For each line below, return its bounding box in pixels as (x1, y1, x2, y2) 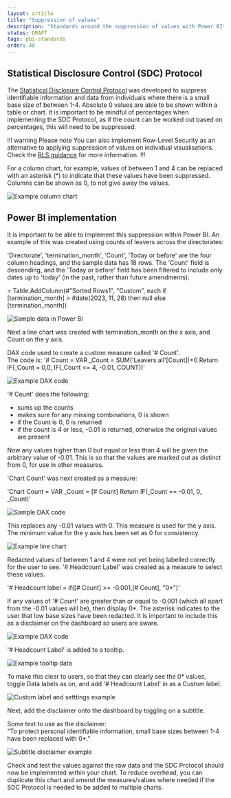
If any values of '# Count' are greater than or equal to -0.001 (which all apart (7, 597, 223, 605)
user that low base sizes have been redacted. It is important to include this (7, 611, 218, 619)
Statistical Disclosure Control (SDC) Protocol (7, 68, 203, 79)
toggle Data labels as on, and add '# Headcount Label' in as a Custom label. (7, 679, 222, 688)
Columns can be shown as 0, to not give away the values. (7, 179, 170, 187)
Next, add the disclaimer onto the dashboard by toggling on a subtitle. (7, 706, 205, 715)
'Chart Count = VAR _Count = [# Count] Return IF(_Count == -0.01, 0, (7, 487, 202, 495)
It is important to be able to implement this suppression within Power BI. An (7, 230, 220, 239)
